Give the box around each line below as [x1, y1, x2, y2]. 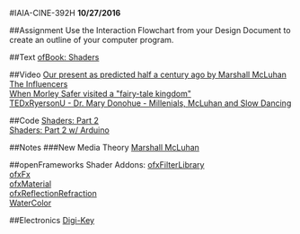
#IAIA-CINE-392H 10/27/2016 [9, 8, 121, 18]
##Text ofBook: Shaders [9, 52, 100, 62]
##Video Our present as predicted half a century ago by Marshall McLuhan [9, 69, 287, 80]
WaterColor [9, 197, 52, 208]
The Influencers [9, 79, 68, 89]
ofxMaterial [9, 178, 52, 189]
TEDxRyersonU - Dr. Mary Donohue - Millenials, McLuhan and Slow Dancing [9, 98, 292, 108]
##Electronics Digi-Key [9, 215, 95, 225]
